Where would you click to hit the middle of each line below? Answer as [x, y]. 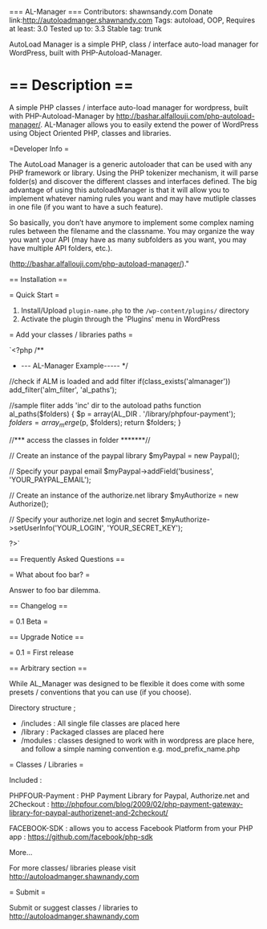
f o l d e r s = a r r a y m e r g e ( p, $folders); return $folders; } [95, 423]
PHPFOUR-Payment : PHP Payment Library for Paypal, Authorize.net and [129, 796]
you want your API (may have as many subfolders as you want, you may [128, 239]
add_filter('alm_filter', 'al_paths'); [63, 390]
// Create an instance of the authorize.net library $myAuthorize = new [124, 495]
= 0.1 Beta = [29, 621]
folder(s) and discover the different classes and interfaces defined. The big [133, 181]
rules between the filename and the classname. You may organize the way [132, 231]
